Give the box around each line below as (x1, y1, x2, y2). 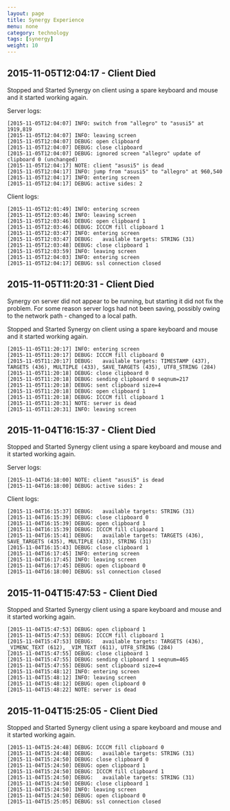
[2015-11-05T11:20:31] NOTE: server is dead (7, 400, 137, 407)
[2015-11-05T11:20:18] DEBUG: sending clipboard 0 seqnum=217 (7, 376, 189, 382)
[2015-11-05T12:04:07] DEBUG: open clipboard (7, 138, 139, 145)
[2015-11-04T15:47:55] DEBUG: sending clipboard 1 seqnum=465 (7, 656, 189, 664)
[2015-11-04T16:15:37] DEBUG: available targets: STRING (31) (7, 508, 195, 515)
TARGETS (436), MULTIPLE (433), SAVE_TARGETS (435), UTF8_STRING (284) (7, 363, 216, 371)
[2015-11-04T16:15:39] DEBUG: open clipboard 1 (7, 520, 146, 527)
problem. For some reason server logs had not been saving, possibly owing (7, 304, 220, 312)
